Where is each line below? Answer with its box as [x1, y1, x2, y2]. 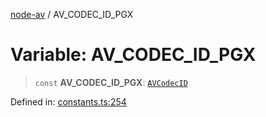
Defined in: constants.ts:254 [10, 95, 127, 108]
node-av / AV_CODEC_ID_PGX [10, 9, 134, 20]
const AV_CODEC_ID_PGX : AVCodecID [34, 76, 188, 88]
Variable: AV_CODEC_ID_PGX [10, 44, 257, 66]
